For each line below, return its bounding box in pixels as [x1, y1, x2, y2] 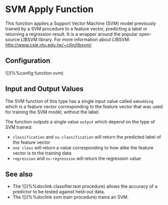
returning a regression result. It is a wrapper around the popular [5, 31, 138, 37]
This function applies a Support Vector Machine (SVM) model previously [5, 20, 156, 26]
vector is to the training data [12, 150, 72, 156]
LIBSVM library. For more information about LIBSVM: [21, 36, 131, 43]
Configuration [5, 57, 51, 65]
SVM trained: [5, 124, 33, 130]
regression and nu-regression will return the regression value [12, 155, 141, 161]
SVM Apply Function [5, 4, 94, 15]
